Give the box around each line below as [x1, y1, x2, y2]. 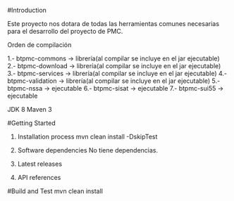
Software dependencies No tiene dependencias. [17, 146, 159, 154]
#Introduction [7, 6, 47, 14]
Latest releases [17, 160, 62, 168]
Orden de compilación [7, 41, 72, 48]
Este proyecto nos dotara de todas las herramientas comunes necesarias [7, 20, 220, 27]
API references [17, 174, 61, 181]
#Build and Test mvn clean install [7, 187, 104, 195]
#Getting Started [7, 119, 56, 127]
